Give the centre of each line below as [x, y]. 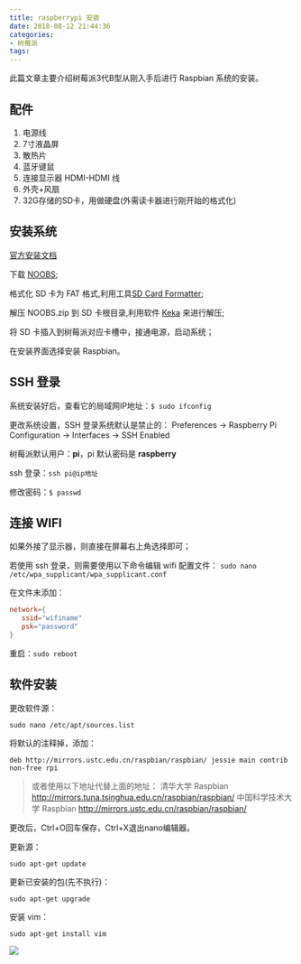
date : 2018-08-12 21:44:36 [60, 26]
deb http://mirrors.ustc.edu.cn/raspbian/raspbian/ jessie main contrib [149, 760]
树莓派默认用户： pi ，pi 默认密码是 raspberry [93, 453]
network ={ [28, 610]
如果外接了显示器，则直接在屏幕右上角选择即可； [100, 546]
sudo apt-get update [48, 864]
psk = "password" [50, 627]
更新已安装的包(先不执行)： [60, 882]
